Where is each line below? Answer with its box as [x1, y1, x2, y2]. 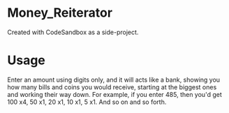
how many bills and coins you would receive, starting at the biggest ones [7, 82, 217, 91]
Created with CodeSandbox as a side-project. [7, 28, 139, 36]
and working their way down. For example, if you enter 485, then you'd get [7, 90, 222, 98]
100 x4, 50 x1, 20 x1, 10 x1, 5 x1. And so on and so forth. [7, 98, 167, 106]
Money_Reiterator [7, 5, 113, 21]
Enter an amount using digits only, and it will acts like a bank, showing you [7, 75, 221, 84]
